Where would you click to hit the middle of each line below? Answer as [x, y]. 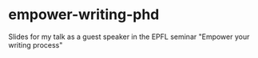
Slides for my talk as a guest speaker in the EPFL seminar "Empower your [129, 37]
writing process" [36, 44]
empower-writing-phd [84, 15]
